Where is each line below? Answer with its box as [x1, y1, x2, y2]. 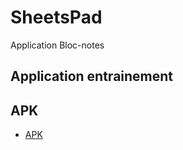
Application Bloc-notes [10, 39, 105, 51]
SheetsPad [10, 6, 103, 29]
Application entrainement [10, 68, 174, 85]
